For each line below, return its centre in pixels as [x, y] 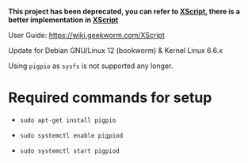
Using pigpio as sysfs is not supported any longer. [91, 66]
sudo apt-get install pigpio [68, 120]
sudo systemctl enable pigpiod [71, 135]
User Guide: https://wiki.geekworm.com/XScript [86, 35]
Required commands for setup [110, 98]
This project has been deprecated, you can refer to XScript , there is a [124, 11]
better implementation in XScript [63, 20]
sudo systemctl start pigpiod [70, 151]
